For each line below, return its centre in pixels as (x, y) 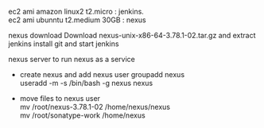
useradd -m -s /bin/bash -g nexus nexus (86, 83)
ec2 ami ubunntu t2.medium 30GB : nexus (77, 20)
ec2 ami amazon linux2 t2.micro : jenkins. (76, 12)
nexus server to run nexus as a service (72, 59)
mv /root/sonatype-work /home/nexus (82, 115)
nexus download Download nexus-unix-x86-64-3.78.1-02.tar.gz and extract (132, 35)
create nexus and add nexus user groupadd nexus (102, 74)
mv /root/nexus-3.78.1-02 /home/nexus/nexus (95, 107)
